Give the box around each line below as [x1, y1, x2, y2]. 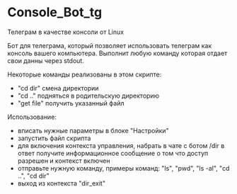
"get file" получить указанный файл [17, 98, 125, 107]
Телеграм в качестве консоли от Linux [7, 28, 125, 36]
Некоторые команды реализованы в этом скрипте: [7, 70, 162, 79]
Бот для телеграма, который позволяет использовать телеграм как [7, 41, 212, 50]
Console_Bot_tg [7, 4, 103, 21]
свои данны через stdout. [7, 56, 85, 64]
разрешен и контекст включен [17, 156, 110, 165]
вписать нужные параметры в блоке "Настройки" [17, 126, 169, 135]
